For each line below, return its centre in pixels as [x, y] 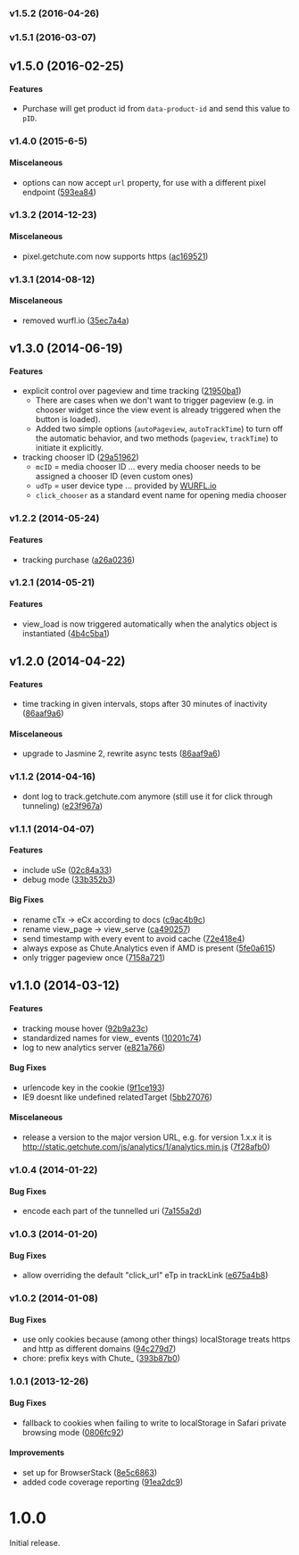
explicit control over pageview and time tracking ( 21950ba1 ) [132, 391]
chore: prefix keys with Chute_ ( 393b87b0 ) [101, 1359]
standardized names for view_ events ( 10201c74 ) [112, 1037]
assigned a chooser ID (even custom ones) [114, 477]
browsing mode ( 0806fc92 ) [73, 1432]
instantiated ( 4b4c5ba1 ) [66, 633]
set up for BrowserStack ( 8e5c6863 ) [90, 1472]
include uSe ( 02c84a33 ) [67, 869]
